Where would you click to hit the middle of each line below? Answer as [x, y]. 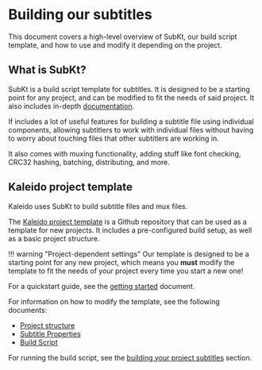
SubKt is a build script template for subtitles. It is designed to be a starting [129, 89]
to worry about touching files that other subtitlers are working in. [114, 138]
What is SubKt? [47, 70]
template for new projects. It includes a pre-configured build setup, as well [130, 230]
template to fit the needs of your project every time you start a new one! [126, 271]
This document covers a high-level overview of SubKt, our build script [123, 37]
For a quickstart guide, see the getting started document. [102, 286]
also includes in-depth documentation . [71, 106]
